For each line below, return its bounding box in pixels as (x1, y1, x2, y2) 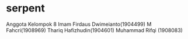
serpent (6, 2, 45, 15)
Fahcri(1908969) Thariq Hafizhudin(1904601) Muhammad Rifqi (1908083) (6, 26, 183, 33)
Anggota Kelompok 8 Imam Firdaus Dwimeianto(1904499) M (6, 21, 152, 28)
